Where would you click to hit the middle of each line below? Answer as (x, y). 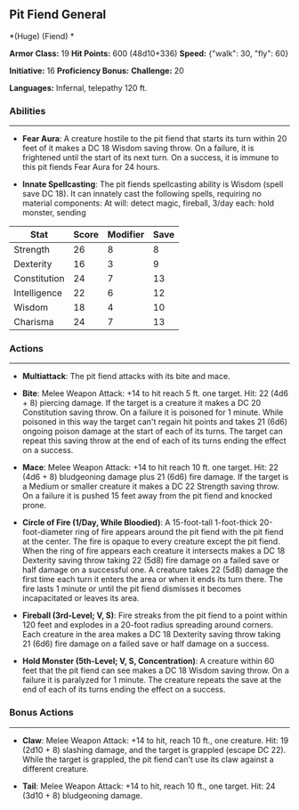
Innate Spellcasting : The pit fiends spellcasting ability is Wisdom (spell (153, 184)
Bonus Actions (41, 713)
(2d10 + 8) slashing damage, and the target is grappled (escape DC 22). (154, 749)
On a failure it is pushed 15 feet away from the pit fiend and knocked (147, 496)
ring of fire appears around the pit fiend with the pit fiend (179, 532)
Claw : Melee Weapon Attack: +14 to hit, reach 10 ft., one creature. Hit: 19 (155, 740)
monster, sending (54, 213)
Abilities (28, 110)
